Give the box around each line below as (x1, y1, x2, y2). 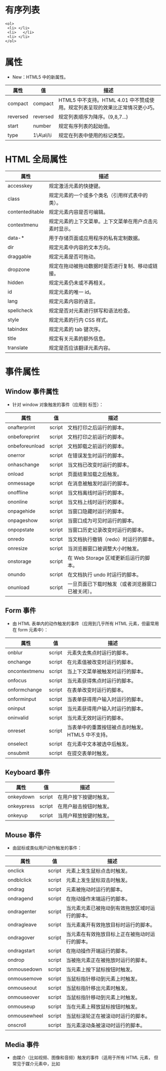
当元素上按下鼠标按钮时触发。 (66, 966, 136, 973)
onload (7, 470, 24, 477)
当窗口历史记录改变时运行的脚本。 (67, 527, 147, 534)
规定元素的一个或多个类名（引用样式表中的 (48, 192, 148, 199)
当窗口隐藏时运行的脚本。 (67, 508, 127, 515)
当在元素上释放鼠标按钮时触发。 (66, 1004, 141, 1010)
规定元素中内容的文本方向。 (48, 244, 114, 251)
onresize (7, 544, 28, 551)
